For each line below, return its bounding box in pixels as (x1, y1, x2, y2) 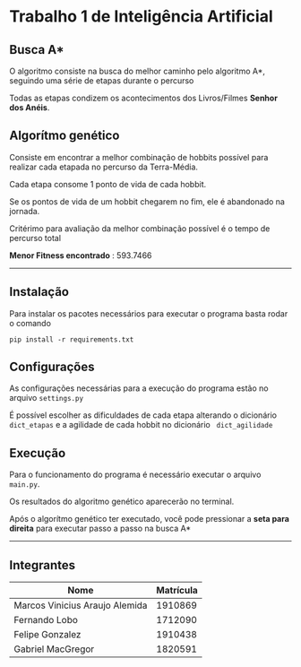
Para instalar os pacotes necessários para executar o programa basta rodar (9, 308, 288, 319)
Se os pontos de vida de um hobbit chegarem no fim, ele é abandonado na (9, 195, 285, 207)
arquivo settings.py (9, 393, 83, 403)
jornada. (9, 205, 40, 216)
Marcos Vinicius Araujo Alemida (13, 599, 148, 611)
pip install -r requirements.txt (9, 334, 134, 344)
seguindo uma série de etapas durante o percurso (9, 75, 194, 86)
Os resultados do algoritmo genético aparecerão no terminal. (9, 496, 235, 507)
